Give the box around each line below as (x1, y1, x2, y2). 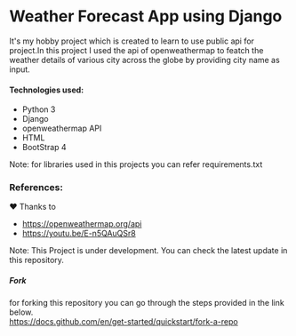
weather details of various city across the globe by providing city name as (9, 54, 280, 65)
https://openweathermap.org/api (21, 219, 142, 229)
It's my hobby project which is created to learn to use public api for (9, 36, 255, 46)
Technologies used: (9, 84, 84, 95)
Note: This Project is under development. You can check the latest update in (9, 245, 288, 256)
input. (9, 64, 31, 75)
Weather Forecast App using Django (9, 6, 283, 27)
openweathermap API (21, 123, 102, 134)
